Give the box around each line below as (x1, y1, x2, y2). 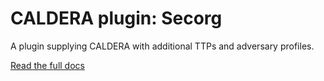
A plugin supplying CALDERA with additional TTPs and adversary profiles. (10, 40, 315, 52)
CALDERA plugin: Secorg (10, 7, 223, 30)
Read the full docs (10, 59, 85, 71)
